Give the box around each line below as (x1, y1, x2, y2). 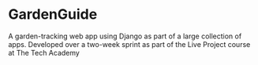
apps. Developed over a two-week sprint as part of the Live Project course (8, 39, 251, 49)
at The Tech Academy (8, 48, 80, 57)
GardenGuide (8, 5, 98, 23)
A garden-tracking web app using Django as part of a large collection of (8, 31, 242, 41)
